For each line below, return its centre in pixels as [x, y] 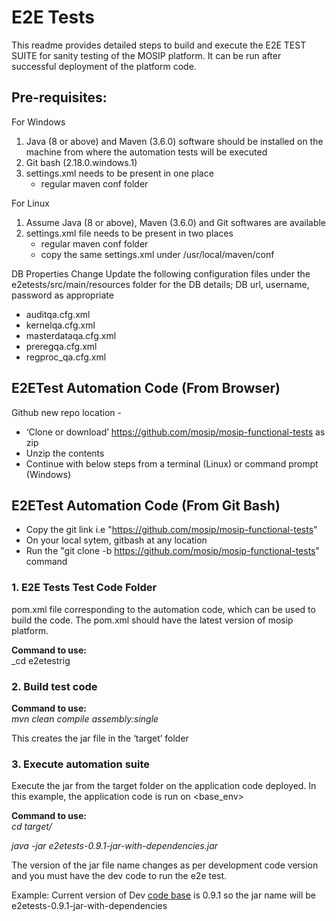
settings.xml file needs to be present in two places [129, 233]
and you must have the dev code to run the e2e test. [119, 876]
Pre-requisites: [59, 97]
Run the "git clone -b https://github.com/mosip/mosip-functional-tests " [173, 551]
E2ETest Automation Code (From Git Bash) [146, 505]
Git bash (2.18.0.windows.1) [81, 162]
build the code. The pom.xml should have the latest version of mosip [152, 620]
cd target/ [32, 827]
